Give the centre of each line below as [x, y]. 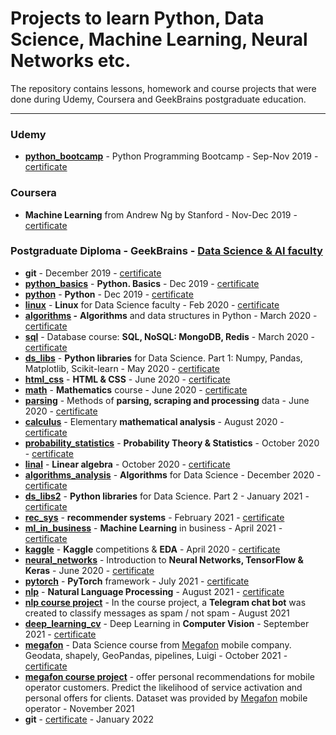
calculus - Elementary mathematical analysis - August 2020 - [154, 421]
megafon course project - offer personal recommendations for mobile [170, 676]
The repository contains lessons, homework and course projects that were [163, 88]
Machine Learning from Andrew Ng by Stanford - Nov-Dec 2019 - [161, 214]
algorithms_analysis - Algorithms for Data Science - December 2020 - [173, 474]
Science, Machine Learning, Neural [159, 39]
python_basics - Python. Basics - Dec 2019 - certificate [142, 283]
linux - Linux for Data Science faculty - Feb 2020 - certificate [152, 304]
